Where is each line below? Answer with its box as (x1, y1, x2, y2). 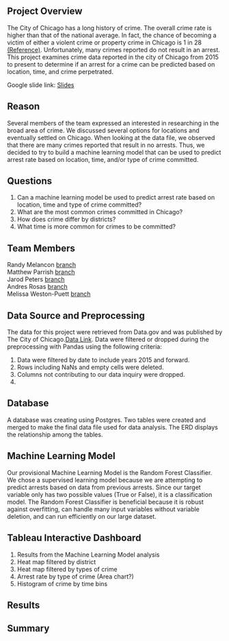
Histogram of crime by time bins (16, 579, 108, 587)
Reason (7, 101, 40, 113)
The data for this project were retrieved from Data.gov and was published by (7, 328, 223, 336)
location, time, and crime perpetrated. (7, 67, 114, 75)
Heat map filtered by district (16, 557, 96, 566)
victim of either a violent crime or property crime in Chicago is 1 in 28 (7, 38, 202, 47)
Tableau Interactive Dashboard (7, 532, 142, 544)
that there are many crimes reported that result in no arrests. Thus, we (7, 141, 205, 149)
